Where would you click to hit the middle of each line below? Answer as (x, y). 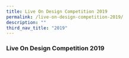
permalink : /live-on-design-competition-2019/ (65, 17)
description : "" (26, 22)
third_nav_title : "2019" (37, 28)
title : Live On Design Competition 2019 (57, 11)
